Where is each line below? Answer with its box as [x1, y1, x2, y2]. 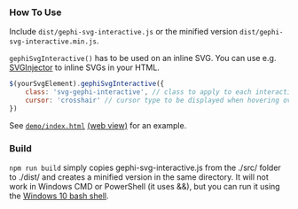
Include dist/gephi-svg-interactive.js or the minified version [9, 27, 238, 37]
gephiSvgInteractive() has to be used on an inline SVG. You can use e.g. [9, 53, 277, 64]
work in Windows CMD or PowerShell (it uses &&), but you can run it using [9, 182, 281, 192]
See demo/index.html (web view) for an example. [9, 120, 187, 130]
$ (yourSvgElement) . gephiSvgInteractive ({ [9, 80, 165, 89]
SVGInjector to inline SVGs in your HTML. [9, 62, 160, 73]
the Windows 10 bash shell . [9, 190, 109, 201]
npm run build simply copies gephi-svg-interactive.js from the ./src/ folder [9, 162, 281, 174]
